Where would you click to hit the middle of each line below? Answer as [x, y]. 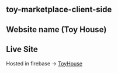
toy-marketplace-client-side [59, 10]
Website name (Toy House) [56, 29]
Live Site [22, 49]
